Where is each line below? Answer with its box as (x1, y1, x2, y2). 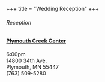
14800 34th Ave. (6, 57, 47, 64)
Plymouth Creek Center (6, 37, 66, 44)
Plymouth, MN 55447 (6, 63, 59, 71)
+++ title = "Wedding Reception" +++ (6, 5, 99, 12)
